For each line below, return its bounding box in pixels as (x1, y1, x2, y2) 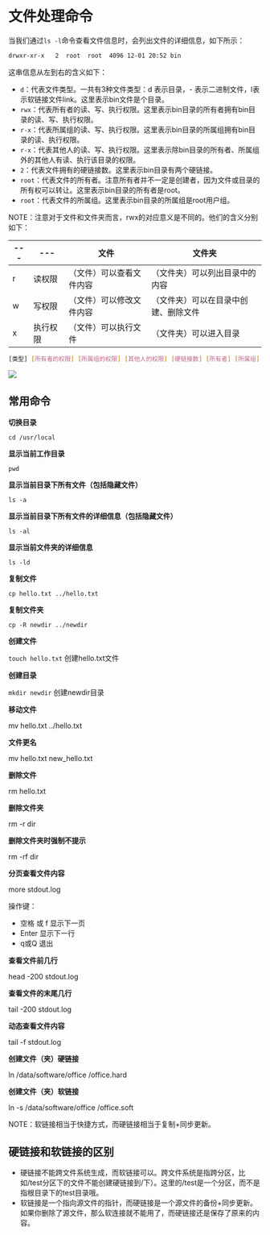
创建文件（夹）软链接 (8, 1086, 79, 1096)
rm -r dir (8, 819, 36, 829)
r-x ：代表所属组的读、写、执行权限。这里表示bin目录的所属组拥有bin (19, 124, 249, 134)
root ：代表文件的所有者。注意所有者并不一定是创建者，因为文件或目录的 (19, 175, 260, 185)
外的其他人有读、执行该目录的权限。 (19, 155, 141, 164)
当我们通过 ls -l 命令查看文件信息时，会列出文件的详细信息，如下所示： (8, 35, 245, 45)
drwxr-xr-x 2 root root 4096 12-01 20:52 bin (8, 52, 182, 60)
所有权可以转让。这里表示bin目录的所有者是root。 (19, 185, 185, 194)
